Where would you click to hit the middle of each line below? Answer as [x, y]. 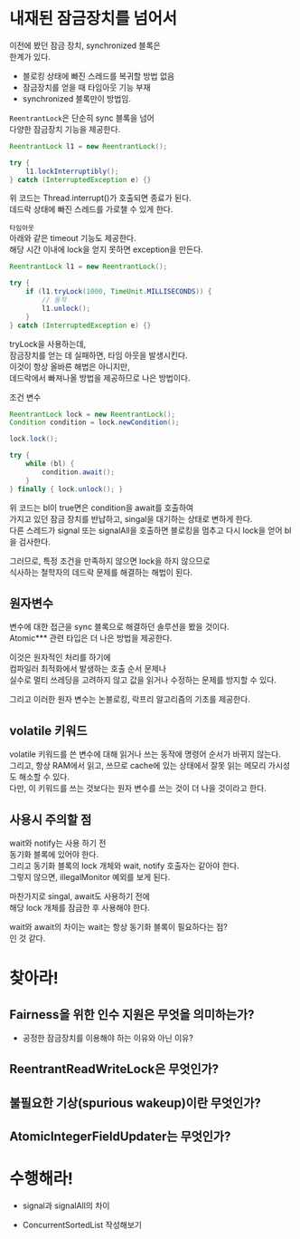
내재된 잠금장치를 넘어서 [94, 19]
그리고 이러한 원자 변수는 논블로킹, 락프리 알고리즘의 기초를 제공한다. [130, 700]
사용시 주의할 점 [51, 820]
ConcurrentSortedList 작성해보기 [82, 1225]
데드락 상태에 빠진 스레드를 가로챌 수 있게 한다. [91, 209]
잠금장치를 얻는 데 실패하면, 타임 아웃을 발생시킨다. [98, 355]
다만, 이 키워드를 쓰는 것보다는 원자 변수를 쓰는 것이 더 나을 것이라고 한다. [138, 789]
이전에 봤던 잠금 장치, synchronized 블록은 [85, 45]
